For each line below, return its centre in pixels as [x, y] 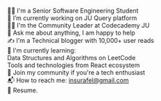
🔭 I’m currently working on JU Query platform [72, 18]
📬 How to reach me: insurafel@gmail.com [68, 80]
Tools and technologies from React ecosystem [74, 65]
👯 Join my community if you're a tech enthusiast [76, 72]
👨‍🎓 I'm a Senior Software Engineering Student [73, 11]
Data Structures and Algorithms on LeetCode [71, 58]
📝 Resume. [23, 90]
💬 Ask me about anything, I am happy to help [71, 33]
